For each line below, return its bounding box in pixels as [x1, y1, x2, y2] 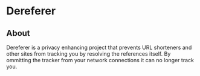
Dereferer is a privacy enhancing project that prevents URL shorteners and [6, 44, 192, 51]
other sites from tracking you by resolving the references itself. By [6, 50, 171, 57]
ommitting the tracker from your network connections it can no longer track [6, 57, 195, 63]
